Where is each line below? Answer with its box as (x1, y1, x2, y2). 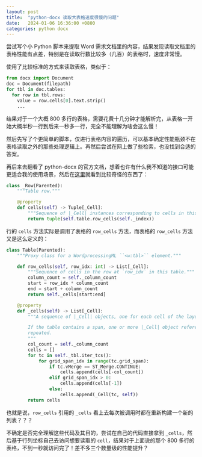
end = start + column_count (28, 286, 98, 292)
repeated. (28, 330, 52, 336)
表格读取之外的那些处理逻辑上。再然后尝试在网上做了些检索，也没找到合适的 (6, 143, 196, 150)
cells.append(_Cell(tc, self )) (60, 391, 138, 397)
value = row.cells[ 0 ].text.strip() (17, 98, 106, 104)
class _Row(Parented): (6, 182, 63, 188)
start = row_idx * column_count (28, 281, 109, 287)
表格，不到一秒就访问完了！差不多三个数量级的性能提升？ (6, 444, 148, 452)
